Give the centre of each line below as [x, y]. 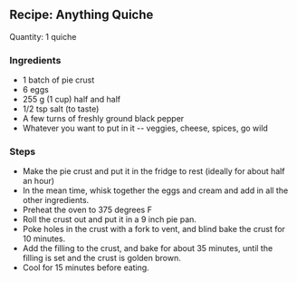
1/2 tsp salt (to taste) [61, 109]
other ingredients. [56, 200]
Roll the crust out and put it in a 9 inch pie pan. [110, 219]
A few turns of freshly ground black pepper [103, 119]
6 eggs [36, 90]
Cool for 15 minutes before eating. [86, 267]
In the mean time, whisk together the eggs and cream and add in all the [155, 190]
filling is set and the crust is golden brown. [101, 258]
